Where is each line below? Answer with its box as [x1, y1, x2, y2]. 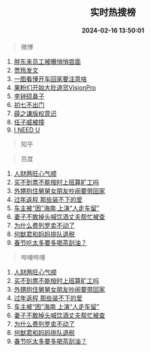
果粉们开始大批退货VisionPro [13, 83, 96, 91]
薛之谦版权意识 [13, 109, 57, 118]
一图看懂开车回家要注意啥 [13, 75, 87, 83]
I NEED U [13, 125, 40, 133]
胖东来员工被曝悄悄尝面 [13, 57, 81, 66]
